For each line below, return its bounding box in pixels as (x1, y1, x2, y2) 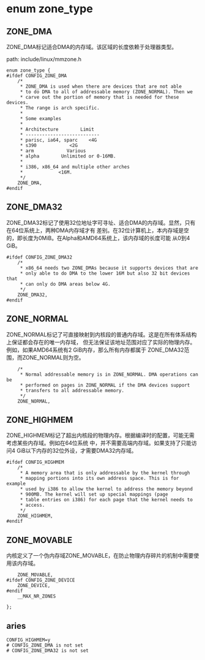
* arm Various (20, 148, 86, 154)
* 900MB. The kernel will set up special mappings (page (20, 491, 168, 498)
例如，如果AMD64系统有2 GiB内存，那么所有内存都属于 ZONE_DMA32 (6, 346, 184, 354)
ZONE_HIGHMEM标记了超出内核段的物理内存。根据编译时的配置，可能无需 (6, 431, 195, 439)
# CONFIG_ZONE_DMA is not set (6, 642, 84, 648)
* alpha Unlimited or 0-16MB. (20, 153, 116, 159)
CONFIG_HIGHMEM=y (6, 637, 51, 643)
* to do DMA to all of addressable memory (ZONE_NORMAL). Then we (20, 89, 193, 95)
